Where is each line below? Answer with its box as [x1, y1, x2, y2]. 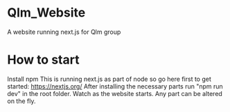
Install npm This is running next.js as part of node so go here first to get [7, 75, 211, 83]
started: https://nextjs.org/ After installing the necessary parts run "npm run [7, 82, 223, 91]
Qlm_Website [7, 5, 86, 21]
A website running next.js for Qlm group [7, 28, 121, 36]
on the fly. [7, 97, 36, 105]
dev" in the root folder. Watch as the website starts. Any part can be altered [7, 89, 223, 97]
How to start [7, 52, 80, 68]
